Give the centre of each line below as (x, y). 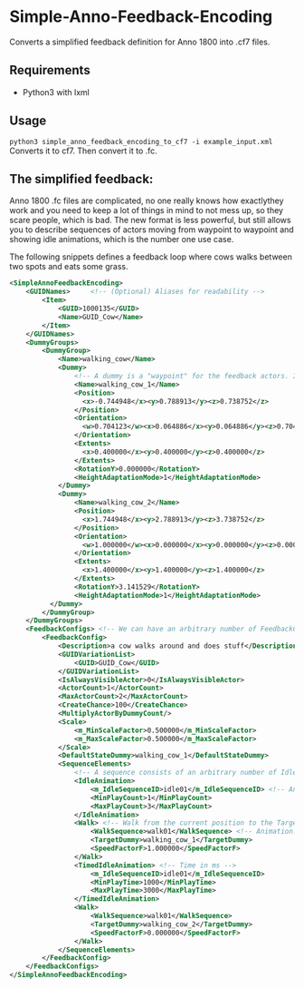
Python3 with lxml (56, 92)
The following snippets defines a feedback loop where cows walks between (151, 257)
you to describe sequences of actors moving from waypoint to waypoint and (152, 230)
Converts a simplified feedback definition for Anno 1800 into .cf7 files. (140, 42)
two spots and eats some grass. (69, 267)
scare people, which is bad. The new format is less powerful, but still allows (150, 220)
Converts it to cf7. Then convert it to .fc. (84, 151)
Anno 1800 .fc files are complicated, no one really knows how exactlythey (147, 201)
